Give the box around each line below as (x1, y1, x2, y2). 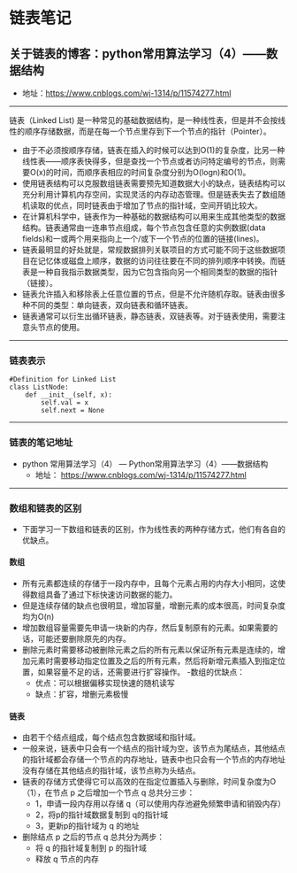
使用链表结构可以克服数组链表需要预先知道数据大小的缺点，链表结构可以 (21, 178, 286, 189)
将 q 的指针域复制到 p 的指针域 (34, 843, 148, 854)
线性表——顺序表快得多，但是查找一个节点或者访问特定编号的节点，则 (21, 156, 278, 166)
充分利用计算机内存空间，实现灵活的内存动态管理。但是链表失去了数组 (21, 189, 278, 199)
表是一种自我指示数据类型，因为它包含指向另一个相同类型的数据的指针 (21, 267, 278, 277)
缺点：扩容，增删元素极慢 (34, 689, 129, 699)
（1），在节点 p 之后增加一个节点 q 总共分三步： (21, 787, 195, 798)
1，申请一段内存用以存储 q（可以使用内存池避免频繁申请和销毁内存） (34, 799, 286, 809)
